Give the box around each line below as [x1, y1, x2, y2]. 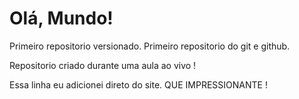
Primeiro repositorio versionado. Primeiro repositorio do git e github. [9, 40, 291, 52]
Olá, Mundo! [9, 7, 114, 30]
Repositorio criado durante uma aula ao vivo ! [9, 59, 197, 71]
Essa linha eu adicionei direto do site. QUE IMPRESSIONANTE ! [9, 78, 268, 91]
